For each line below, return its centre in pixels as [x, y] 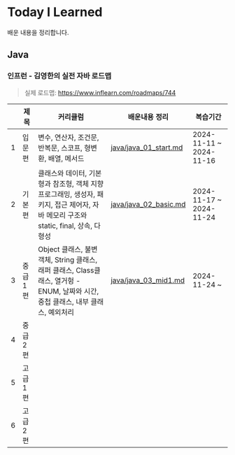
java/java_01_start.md [147, 147]
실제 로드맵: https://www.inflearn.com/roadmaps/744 [100, 92]
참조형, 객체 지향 [78, 184]
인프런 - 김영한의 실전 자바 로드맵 [59, 76]
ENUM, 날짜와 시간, [69, 291]
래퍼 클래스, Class [66, 270]
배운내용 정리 [148, 117]
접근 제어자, [73, 205]
